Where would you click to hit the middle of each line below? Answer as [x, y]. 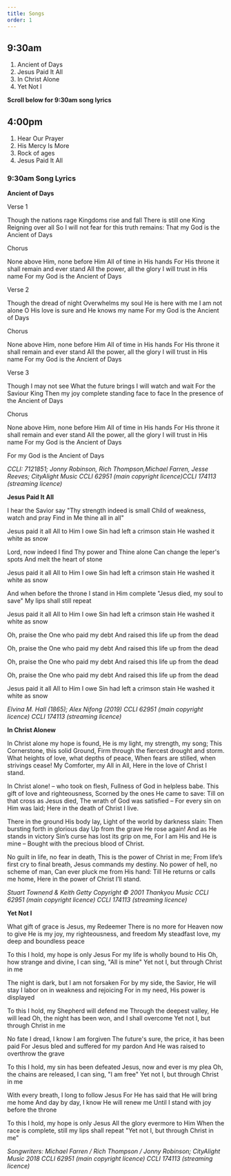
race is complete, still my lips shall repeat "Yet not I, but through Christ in [110, 1130]
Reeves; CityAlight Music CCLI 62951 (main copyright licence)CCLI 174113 [112, 476]
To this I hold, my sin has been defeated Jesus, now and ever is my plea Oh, [115, 1067]
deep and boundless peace [46, 942]
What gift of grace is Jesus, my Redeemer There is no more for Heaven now [115, 926]
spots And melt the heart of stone [55, 559]
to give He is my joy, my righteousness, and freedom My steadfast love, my [114, 934]
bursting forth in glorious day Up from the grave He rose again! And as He [112, 829]
